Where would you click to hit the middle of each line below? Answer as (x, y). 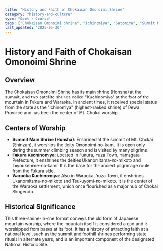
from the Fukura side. (33, 171)
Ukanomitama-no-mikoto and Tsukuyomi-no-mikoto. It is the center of (82, 181)
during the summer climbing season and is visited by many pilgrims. (80, 150)
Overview (20, 80)
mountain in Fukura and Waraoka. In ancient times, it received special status (81, 102)
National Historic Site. (27, 244)
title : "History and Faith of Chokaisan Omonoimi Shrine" (65, 10)
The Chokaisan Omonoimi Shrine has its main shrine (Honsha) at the (73, 92)
